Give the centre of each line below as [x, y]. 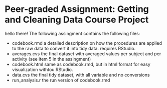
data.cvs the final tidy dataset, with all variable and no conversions [81, 75]
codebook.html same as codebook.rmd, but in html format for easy [81, 64]
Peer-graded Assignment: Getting [77, 9]
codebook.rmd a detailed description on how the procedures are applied [87, 43]
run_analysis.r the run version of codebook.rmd [61, 80]
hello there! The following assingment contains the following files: [72, 33]
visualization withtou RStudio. [42, 69]
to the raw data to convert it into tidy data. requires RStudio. [74, 48]
